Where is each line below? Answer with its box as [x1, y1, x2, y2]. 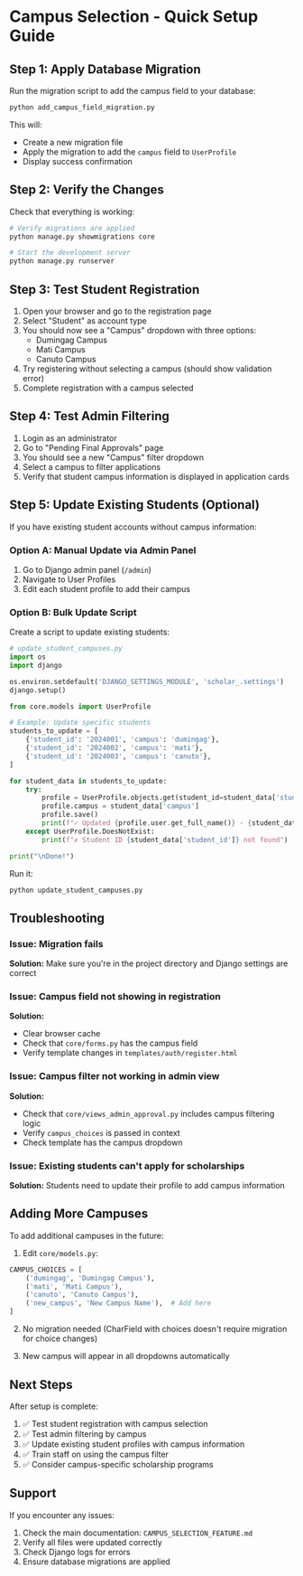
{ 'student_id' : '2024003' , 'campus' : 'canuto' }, [25, 752, 212, 761]
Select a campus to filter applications [22, 461, 161, 472]
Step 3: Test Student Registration [9, 282, 200, 297]
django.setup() [9, 685, 67, 695]
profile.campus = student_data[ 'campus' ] [41, 802, 200, 811]
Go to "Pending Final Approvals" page [22, 442, 164, 453]
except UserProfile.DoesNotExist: [25, 827, 155, 836]
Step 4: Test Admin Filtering [9, 408, 170, 424]
